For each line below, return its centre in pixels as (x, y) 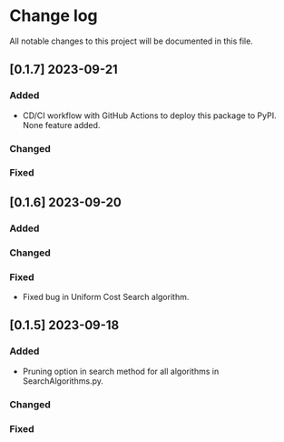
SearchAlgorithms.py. (63, 381)
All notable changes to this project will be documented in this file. (132, 41)
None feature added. (61, 125)
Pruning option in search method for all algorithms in (121, 371)
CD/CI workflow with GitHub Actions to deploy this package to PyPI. (149, 116)
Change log (54, 16)
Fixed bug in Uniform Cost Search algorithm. (106, 297)
